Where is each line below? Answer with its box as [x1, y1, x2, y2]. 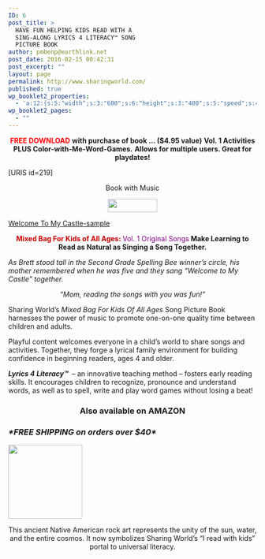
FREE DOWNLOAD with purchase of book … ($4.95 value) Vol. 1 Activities [9, 136, 256, 145]
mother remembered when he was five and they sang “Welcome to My [8, 266, 239, 275]
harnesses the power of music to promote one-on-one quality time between [8, 313, 256, 322]
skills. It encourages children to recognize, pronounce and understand [8, 377, 237, 386]
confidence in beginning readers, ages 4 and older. [8, 353, 175, 363]
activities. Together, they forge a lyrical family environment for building [8, 345, 238, 355]
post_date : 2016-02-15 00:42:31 [8, 56, 114, 64]
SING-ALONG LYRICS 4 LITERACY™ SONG [15, 33, 136, 42]
